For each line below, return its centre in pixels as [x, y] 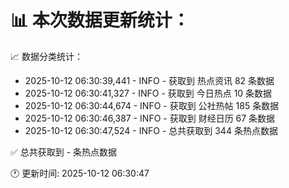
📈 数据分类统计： [46, 56]
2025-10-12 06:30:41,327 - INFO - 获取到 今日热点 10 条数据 [148, 93]
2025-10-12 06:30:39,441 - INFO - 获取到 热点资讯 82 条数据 [149, 80]
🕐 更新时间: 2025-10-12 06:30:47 [80, 173]
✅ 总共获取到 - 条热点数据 [64, 152]
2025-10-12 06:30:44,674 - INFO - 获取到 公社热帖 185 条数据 [152, 105]
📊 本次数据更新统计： [100, 20]
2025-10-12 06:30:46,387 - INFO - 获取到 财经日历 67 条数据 [150, 118]
